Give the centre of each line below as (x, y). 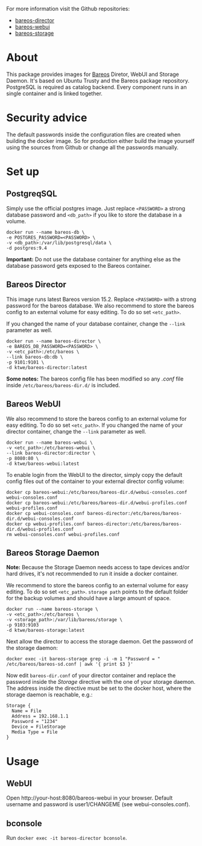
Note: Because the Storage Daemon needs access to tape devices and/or (98, 567)
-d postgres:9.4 (27, 248)
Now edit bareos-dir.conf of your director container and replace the (91, 675)
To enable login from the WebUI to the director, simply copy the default (94, 475)
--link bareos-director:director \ (51, 453)
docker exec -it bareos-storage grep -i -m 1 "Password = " (84, 659)
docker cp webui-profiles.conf (46, 524)
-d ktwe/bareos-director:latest (47, 367)
